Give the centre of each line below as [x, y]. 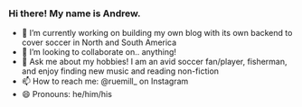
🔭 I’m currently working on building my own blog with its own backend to [157, 33]
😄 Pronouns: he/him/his [66, 94]
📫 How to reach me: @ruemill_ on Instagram [105, 81]
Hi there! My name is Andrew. [75, 13]
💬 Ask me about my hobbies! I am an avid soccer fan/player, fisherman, [154, 62]
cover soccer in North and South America [99, 42]
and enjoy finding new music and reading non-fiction [120, 71]
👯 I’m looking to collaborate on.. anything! [99, 52]
